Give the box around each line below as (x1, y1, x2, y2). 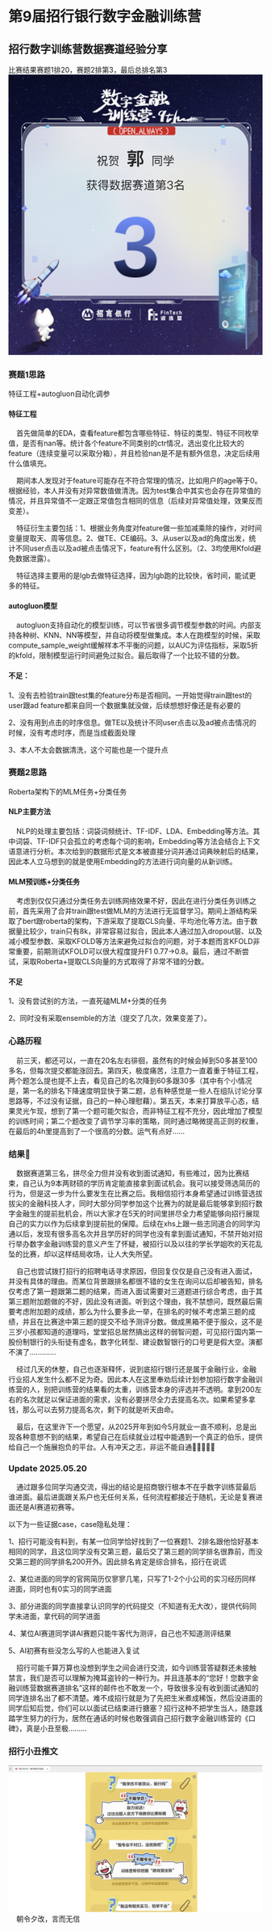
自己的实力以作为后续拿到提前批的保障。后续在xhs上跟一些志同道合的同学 (8, 1219, 254, 1229)
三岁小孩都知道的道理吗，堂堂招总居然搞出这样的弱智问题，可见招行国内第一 (8, 1327, 263, 1337)
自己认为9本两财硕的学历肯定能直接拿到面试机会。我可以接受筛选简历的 (22, 1178, 261, 1188)
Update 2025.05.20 (8, 1462, 87, 1474)
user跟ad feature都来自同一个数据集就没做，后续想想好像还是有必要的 (8, 700, 241, 710)
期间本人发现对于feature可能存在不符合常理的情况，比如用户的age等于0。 (15, 476, 262, 486)
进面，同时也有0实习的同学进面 (8, 1584, 112, 1594)
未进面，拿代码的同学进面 (15, 1612, 101, 1621)
